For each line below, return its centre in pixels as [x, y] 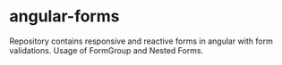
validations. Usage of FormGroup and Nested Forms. [107, 50]
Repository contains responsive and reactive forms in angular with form [141, 41]
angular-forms [64, 16]
